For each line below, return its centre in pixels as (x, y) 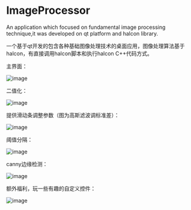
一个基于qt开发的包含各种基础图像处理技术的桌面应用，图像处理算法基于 (95, 46)
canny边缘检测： (27, 164)
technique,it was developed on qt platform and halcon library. (82, 33)
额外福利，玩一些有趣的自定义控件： (51, 188)
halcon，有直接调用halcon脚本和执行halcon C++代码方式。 (80, 53)
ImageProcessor (48, 11)
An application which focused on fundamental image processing (86, 27)
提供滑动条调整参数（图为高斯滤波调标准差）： (63, 115)
